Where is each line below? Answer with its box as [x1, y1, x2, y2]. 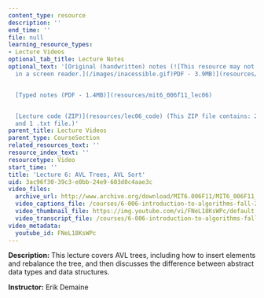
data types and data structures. [8, 267, 110, 277]
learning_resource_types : [8, 41, 93, 49]
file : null [8, 33, 44, 42]
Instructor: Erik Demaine [8, 282, 89, 292]
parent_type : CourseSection [8, 134, 101, 142]
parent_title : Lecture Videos [8, 127, 108, 134]
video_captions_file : [15, 200, 86, 208]
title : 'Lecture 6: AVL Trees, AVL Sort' [8, 171, 146, 178]
